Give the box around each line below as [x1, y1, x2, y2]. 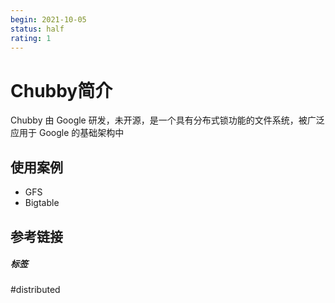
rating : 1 [10, 33, 52, 43]
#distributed [10, 284, 61, 296]
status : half [10, 24, 65, 34]
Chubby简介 [10, 79, 113, 102]
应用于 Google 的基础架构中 [10, 127, 125, 139]
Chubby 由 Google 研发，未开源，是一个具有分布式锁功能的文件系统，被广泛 [10, 114, 325, 126]
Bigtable [24, 197, 60, 209]
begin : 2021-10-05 [10, 14, 87, 25]
